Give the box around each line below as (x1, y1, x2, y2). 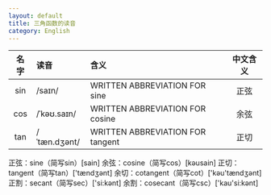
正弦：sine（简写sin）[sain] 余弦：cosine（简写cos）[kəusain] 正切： (8, 158, 240, 168)
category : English (8, 27, 70, 35)
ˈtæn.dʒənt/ (35, 136, 81, 147)
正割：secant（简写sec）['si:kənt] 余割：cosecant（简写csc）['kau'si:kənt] (8, 178, 259, 188)
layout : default (8, 11, 63, 20)
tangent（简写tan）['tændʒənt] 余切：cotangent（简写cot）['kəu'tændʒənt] (8, 168, 262, 178)
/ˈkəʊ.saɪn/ (35, 108, 77, 119)
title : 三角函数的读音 (8, 19, 77, 27)
